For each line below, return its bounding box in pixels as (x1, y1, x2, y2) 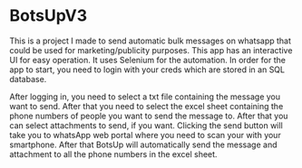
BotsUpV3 (9, 5, 88, 26)
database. (9, 73, 47, 84)
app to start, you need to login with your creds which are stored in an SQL (9, 64, 286, 75)
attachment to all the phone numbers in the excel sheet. (9, 148, 218, 159)
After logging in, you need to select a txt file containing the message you (9, 91, 281, 102)
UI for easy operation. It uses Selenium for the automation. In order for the (9, 54, 286, 65)
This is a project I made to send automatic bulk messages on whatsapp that (9, 35, 292, 46)
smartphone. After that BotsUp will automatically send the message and (9, 139, 278, 150)
